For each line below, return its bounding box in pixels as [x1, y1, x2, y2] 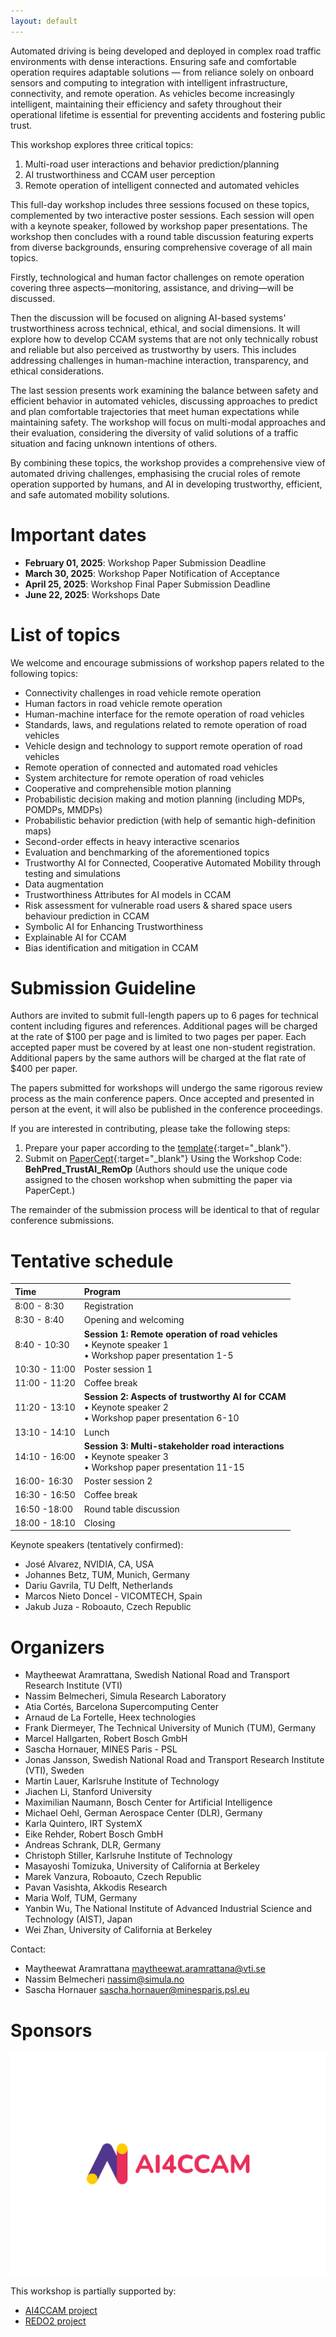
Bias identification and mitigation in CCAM [24, 941, 199, 954]
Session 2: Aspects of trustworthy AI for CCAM [83, 1391, 287, 1403]
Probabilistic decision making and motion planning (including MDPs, [24, 793, 306, 805]
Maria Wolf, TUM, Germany [24, 1892, 138, 1904]
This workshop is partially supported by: [10, 2285, 177, 2297]
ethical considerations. [10, 365, 105, 377]
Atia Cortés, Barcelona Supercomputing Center [24, 1701, 219, 1713]
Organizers [10, 1636, 105, 1659]
